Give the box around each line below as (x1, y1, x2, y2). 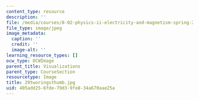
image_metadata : (6, 31, 46, 36)
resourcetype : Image (6, 74, 57, 80)
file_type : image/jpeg (6, 25, 62, 31)
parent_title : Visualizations (6, 63, 81, 69)
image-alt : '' (11, 47, 46, 53)
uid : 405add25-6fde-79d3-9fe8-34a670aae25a (6, 85, 115, 91)
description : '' (6, 14, 46, 20)
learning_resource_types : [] (6, 52, 78, 58)
